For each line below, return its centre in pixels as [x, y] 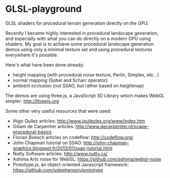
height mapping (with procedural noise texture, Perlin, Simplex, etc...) [86, 74]
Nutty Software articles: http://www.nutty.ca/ [60, 153]
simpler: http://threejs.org [32, 101]
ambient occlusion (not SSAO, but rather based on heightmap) [78, 86]
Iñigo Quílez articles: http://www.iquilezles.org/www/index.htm [79, 121]
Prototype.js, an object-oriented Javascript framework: [71, 164]
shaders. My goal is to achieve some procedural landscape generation [80, 44]
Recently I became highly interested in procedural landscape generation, [82, 33]
